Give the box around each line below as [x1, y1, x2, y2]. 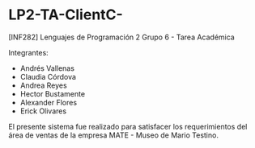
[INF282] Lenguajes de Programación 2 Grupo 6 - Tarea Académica [8, 32, 235, 42]
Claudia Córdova [19, 72, 77, 81]
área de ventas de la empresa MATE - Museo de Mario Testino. [8, 130, 219, 140]
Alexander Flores [19, 97, 78, 107]
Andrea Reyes [19, 80, 67, 90]
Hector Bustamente [19, 88, 86, 98]
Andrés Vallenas [19, 63, 75, 73]
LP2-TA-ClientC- [8, 6, 123, 24]
